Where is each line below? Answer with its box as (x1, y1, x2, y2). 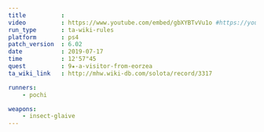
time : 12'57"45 (8, 55, 97, 63)
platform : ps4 (8, 33, 79, 41)
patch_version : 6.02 (8, 41, 82, 48)
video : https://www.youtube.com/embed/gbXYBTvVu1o (8, 19, 213, 27)
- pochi (22, 91, 47, 98)
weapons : (8, 105, 37, 113)
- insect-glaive (22, 112, 76, 120)
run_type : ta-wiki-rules (8, 26, 114, 34)
